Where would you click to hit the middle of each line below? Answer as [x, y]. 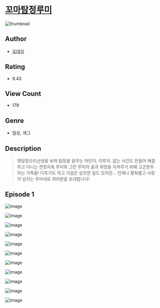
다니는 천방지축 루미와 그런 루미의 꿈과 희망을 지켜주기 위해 [81, 167]
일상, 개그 [21, 133]
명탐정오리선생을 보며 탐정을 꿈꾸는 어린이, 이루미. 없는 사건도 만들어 [81, 161]
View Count [23, 93]
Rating [15, 67]
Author [16, 39]
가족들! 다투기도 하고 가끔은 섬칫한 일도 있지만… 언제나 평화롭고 [86, 173]
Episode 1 [20, 195]
